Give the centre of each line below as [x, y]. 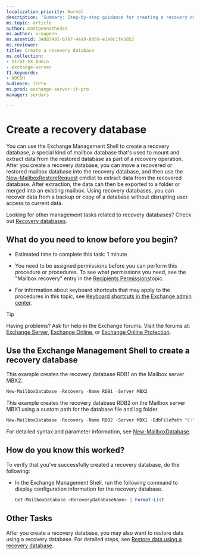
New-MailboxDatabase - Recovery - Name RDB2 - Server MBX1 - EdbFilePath [94, 420]
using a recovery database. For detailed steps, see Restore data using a [94, 539]
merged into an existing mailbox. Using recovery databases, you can [90, 190]
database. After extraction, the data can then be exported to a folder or [93, 184]
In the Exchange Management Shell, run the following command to [96, 482]
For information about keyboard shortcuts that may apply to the [93, 290]
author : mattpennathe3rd [37, 28]
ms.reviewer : [22, 45]
